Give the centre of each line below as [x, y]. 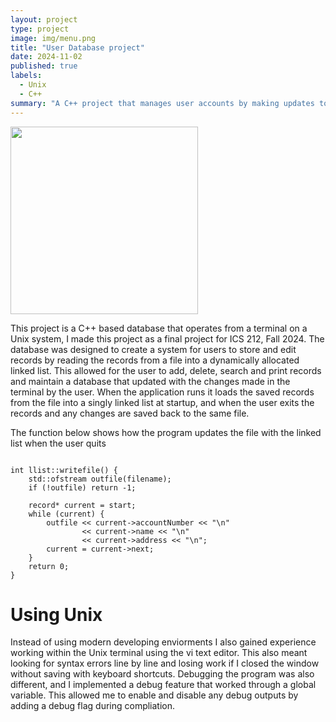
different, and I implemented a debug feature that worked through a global [163, 685]
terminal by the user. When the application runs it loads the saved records [162, 392]
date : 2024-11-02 [46, 57]
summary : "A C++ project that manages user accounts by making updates [162, 103]
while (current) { [66, 514]
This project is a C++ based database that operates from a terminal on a [159, 328]
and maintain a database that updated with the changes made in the [150, 381]
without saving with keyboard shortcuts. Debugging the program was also [162, 674]
